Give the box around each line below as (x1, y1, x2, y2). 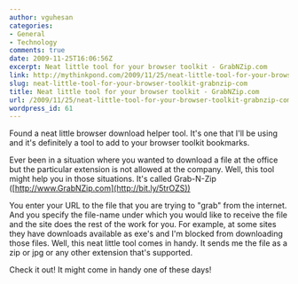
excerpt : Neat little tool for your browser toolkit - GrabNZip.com (9, 63, 268, 72)
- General (9, 29, 46, 38)
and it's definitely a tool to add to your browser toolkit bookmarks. (9, 138, 250, 148)
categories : (9, 21, 53, 30)
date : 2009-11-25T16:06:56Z (9, 54, 114, 63)
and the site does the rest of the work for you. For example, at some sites (9, 219, 277, 230)
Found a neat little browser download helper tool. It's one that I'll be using (9, 128, 278, 138)
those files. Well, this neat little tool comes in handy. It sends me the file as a (9, 238, 288, 248)
